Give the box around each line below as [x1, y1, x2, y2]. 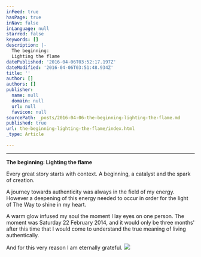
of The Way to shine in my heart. [6, 201, 87, 208]
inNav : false [6, 20, 39, 26]
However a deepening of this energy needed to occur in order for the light [6, 194, 188, 201]
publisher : [6, 87, 33, 93]
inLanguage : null [6, 25, 50, 32]
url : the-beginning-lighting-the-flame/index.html [6, 126, 135, 132]
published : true [6, 120, 47, 126]
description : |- [6, 43, 47, 49]
